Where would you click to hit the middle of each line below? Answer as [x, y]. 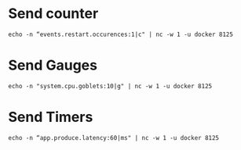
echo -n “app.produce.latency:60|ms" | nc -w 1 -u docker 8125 [114, 137]
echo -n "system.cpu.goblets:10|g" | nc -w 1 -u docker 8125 [110, 86]
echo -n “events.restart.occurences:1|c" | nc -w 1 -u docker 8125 [121, 34]
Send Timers [51, 117]
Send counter [53, 14]
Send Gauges [53, 65]
